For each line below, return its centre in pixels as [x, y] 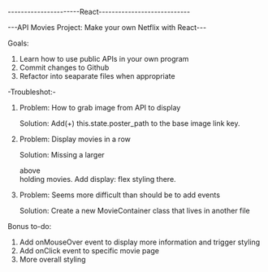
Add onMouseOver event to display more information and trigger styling [140, 242]
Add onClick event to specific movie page [89, 250]
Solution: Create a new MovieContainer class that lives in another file [134, 211]
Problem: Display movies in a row [75, 139]
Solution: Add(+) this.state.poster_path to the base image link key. [130, 123]
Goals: [18, 43]
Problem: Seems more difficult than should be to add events [120, 195]
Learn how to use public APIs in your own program [104, 59]
